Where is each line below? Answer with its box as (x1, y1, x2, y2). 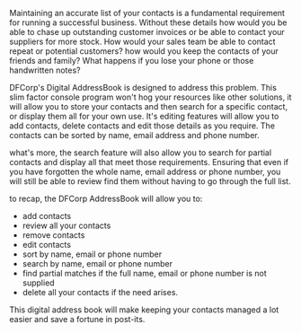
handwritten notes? (9, 65, 81, 75)
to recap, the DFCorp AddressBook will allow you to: (9, 193, 203, 204)
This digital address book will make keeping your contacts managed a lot (9, 304, 279, 315)
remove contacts (22, 230, 85, 241)
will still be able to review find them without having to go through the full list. (9, 176, 291, 187)
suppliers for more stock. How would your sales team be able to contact (9, 36, 276, 47)
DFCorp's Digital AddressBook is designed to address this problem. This (9, 83, 277, 92)
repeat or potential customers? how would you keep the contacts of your (9, 46, 279, 57)
